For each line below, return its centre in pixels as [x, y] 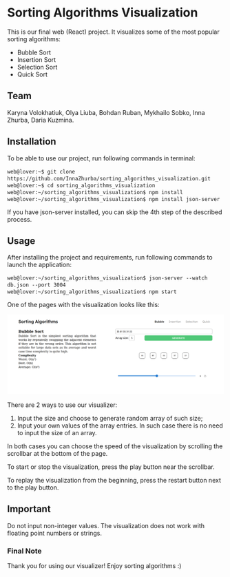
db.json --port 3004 [37, 285]
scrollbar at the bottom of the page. [57, 453]
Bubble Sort [34, 52]
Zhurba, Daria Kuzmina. [41, 120]
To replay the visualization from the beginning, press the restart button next [114, 480]
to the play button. [33, 487]
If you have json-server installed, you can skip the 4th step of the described [115, 212]
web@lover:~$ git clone [41, 171]
